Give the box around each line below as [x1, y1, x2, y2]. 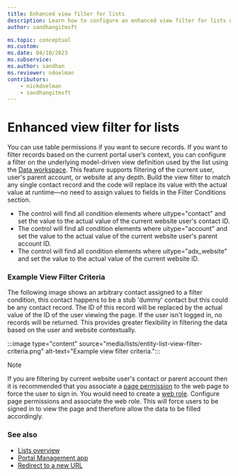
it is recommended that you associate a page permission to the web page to [7, 382, 229, 390]
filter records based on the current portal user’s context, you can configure [7, 150, 227, 159]
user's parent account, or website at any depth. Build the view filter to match [7, 173, 231, 181]
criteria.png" [7, 347, 45, 356]
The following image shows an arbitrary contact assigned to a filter [7, 288, 203, 297]
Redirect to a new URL [17, 461, 83, 470]
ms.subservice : [7, 56, 52, 64]
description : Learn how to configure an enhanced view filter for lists [7, 17, 227, 24]
